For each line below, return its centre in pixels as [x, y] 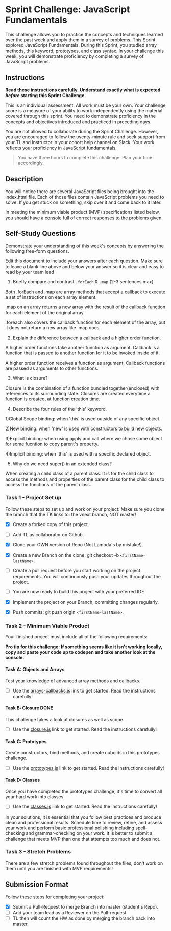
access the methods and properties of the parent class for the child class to [85, 479]
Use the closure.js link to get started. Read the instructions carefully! [85, 729]
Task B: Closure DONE [29, 708]
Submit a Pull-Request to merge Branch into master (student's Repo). [85, 906]
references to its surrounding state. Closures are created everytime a [78, 394]
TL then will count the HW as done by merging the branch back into [84, 918]
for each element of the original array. [45, 313]
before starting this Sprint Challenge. [46, 95]
